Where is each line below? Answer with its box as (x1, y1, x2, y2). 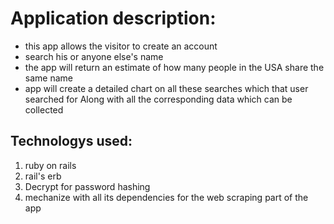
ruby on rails (24, 159, 77, 171)
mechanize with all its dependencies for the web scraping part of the (24, 191, 309, 203)
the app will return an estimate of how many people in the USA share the (24, 61, 325, 73)
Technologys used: (10, 133, 133, 150)
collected (24, 103, 64, 116)
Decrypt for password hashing (24, 180, 151, 192)
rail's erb (24, 170, 62, 182)
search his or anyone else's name (24, 50, 164, 62)
